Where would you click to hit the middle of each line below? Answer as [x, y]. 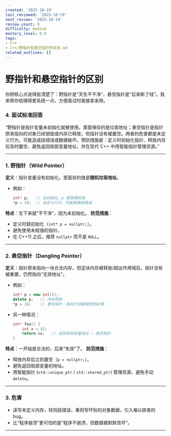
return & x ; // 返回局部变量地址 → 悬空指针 [66, 334]
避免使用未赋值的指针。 [37, 230]
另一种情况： [26, 314]
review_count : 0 [22, 24]
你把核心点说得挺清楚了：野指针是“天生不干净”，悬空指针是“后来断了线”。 [83, 94]
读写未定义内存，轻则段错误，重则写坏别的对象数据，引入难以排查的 [84, 410]
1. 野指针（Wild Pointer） [36, 165]
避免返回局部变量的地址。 [39, 366]
